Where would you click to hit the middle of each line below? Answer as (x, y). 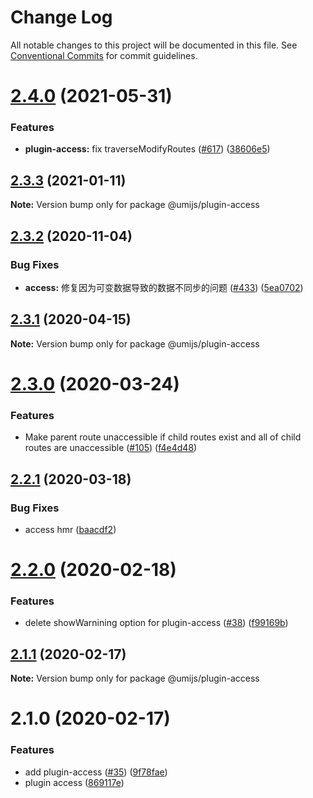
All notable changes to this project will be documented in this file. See (154, 45)
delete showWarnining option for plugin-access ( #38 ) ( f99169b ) (156, 623)
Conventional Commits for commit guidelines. (104, 55)
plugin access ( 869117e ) (74, 782)
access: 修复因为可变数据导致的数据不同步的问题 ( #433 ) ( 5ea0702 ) (164, 287)
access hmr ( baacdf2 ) (70, 529)
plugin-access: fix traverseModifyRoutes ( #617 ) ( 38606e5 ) (147, 149)
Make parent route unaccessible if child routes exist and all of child (163, 437)
